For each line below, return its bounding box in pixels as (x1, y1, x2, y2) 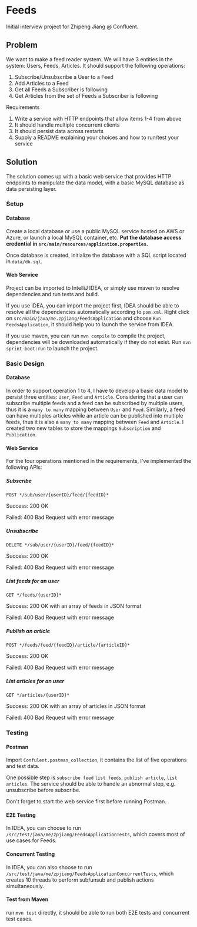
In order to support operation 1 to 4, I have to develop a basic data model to (6, 387, 189, 395)
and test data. (6, 763, 40, 770)
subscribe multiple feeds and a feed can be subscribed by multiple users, (6, 400, 184, 407)
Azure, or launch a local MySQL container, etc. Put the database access (6, 234, 182, 241)
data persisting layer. (6, 185, 57, 192)
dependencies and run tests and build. (6, 290, 99, 297)
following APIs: (6, 464, 42, 471)
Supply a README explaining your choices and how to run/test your (14, 134, 179, 141)
